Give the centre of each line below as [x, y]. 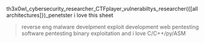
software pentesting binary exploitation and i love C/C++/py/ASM [103, 33]
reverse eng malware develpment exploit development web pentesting [110, 27]
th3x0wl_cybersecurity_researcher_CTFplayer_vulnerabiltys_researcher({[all [102, 9]
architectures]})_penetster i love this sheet [60, 15]
